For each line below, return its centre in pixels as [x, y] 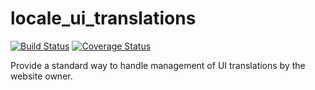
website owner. [41, 76]
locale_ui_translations [103, 18]
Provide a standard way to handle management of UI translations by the [158, 65]
